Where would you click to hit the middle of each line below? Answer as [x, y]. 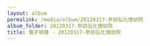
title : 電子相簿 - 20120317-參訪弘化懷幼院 [64, 32]
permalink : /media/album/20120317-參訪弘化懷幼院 [75, 20]
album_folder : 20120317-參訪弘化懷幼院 [60, 26]
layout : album [27, 13]
